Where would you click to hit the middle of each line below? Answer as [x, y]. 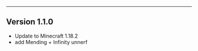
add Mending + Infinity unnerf [51, 42]
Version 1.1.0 [30, 22]
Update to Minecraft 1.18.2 [46, 36]
